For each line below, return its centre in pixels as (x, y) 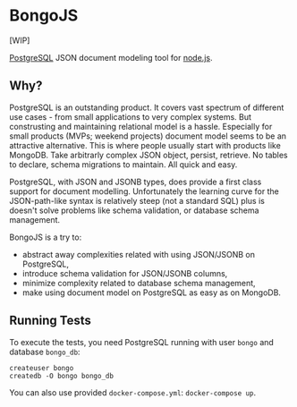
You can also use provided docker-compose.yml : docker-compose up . (133, 392)
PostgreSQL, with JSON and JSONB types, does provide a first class (136, 182)
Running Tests (50, 321)
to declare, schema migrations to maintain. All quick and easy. (123, 164)
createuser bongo (42, 368)
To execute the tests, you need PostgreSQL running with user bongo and (142, 342)
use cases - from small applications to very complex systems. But (131, 116)
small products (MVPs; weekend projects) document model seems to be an (148, 136)
